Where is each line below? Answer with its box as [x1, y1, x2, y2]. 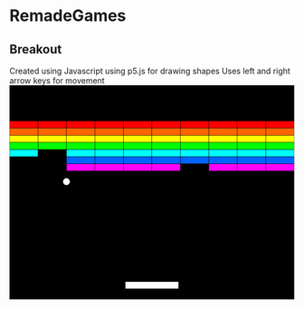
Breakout [9, 42, 62, 57]
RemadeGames [9, 5, 127, 26]
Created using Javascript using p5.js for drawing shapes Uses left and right [9, 65, 291, 76]
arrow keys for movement [9, 75, 106, 86]
